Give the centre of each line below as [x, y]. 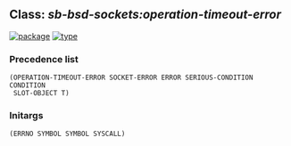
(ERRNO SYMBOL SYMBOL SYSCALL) [67, 134]
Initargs [26, 116]
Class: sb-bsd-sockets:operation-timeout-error [145, 15]
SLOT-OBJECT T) [41, 93]
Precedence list [44, 59]
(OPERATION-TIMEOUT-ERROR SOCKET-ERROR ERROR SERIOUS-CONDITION [131, 78]
